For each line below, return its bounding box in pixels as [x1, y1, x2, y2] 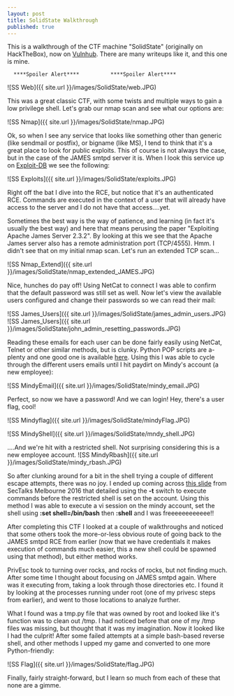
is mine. [7, 57, 30, 66]
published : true [7, 23, 54, 30]
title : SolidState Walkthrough [7, 17, 98, 24]
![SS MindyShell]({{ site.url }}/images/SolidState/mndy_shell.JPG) [7, 430, 196, 438]
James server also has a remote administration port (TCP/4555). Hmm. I [7, 239, 215, 247]
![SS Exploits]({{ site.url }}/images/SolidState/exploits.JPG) [7, 175, 177, 183]
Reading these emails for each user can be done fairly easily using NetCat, [7, 338, 222, 347]
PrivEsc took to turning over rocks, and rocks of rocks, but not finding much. [7, 566, 228, 575]
